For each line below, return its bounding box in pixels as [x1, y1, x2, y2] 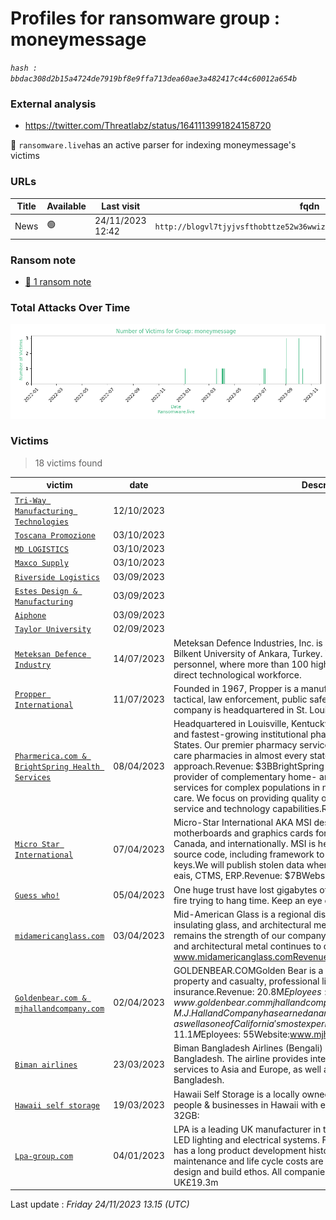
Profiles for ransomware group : [10, 7, 281, 30]
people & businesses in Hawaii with [173, 1098, 319, 1111]
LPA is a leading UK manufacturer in [173, 1123, 322, 1135]
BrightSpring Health [14, 762, 101, 772]
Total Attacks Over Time [10, 301, 131, 314]
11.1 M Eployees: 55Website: [173, 1028, 291, 1041]
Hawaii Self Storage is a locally [173, 1088, 300, 1100]
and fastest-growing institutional [173, 728, 309, 741]
